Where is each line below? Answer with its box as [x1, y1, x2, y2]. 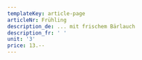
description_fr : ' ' [7, 29, 68, 37]
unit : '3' [7, 36, 36, 43]
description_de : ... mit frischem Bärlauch [7, 23, 136, 30]
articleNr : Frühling [7, 17, 68, 23]
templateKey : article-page [7, 10, 86, 17]
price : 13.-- [7, 42, 45, 49]
